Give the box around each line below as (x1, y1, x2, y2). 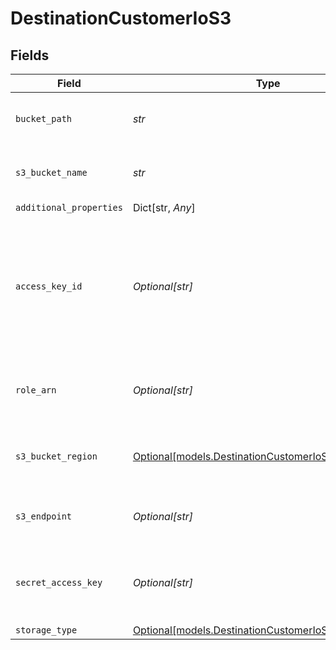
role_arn (15, 385, 57, 396)
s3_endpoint (15, 511, 73, 522)
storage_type (15, 625, 78, 636)
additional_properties (15, 202, 123, 213)
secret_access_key (15, 577, 103, 588)
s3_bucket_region (15, 451, 98, 462)
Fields (10, 47, 50, 64)
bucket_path (15, 113, 73, 124)
